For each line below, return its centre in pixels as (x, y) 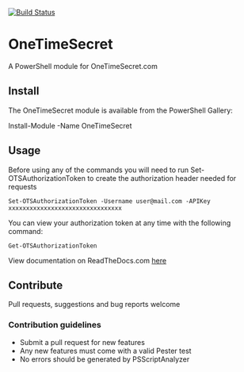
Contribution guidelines (55, 325)
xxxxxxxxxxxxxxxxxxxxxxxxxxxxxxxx (65, 208)
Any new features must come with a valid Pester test (105, 351)
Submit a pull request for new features (82, 342)
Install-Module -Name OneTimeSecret (70, 125)
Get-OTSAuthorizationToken (53, 246)
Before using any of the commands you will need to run (99, 170)
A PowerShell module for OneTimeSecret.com (83, 66)
